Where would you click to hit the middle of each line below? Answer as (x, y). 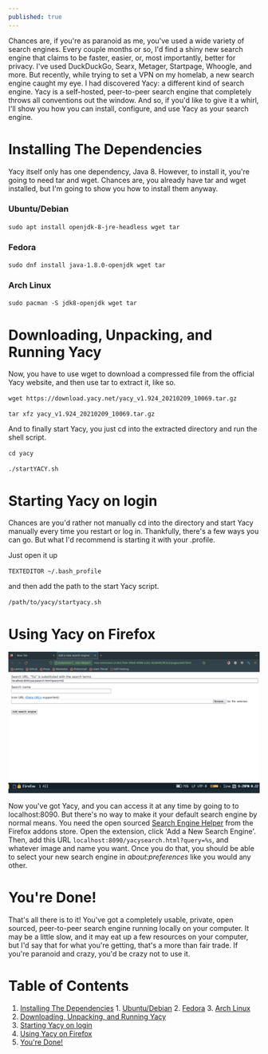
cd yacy (21, 454)
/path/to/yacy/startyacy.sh (55, 603)
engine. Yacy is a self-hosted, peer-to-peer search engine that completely (130, 91)
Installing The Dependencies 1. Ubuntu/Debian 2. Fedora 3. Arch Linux (135, 1008)
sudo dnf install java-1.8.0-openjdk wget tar (87, 265)
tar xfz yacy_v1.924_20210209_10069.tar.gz (82, 414)
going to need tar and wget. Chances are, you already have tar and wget (127, 180)
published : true (35, 17)
